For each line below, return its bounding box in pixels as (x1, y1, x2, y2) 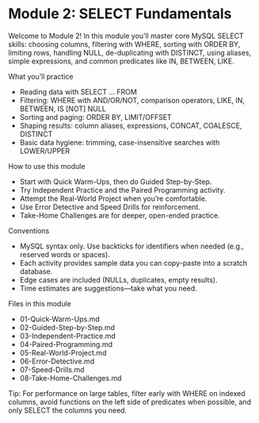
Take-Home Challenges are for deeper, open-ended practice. (19, 210, 220, 220)
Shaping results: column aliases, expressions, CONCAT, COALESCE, (19, 121, 242, 130)
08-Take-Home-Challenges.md (19, 373, 122, 383)
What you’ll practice (8, 71, 74, 81)
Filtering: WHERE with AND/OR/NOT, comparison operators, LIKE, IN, (19, 95, 246, 105)
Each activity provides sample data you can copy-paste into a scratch (19, 258, 248, 267)
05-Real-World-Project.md (19, 348, 107, 357)
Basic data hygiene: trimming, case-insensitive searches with (19, 137, 220, 147)
